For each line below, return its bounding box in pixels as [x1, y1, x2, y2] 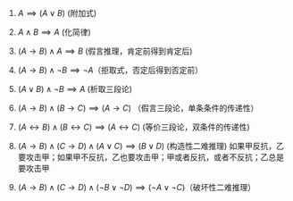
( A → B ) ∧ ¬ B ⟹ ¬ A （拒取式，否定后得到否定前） [17, 65, 204, 75]
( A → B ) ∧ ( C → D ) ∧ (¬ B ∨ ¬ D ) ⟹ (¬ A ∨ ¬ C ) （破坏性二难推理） [17, 182, 256, 192]
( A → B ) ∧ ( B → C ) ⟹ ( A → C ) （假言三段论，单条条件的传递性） [17, 103, 259, 113]
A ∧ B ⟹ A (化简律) [17, 27, 91, 38]
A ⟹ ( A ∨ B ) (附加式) [17, 8, 97, 18]
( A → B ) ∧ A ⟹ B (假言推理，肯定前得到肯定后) [17, 46, 193, 56]
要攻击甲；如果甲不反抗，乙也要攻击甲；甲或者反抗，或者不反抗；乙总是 [17, 152, 284, 163]
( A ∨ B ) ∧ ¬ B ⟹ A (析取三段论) [17, 84, 132, 94]
